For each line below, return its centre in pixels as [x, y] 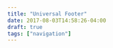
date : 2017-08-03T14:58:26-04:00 [57, 20]
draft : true [25, 27]
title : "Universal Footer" [47, 14]
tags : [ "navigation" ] [39, 34]
